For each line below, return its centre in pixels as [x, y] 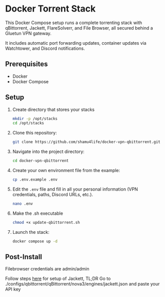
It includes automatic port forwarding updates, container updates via [76, 43]
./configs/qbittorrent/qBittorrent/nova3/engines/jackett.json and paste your [82, 284]
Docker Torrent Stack [50, 9]
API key [13, 289]
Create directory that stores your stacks [53, 109]
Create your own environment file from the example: [66, 171]
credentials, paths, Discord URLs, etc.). [53, 194]
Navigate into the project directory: [48, 152]
